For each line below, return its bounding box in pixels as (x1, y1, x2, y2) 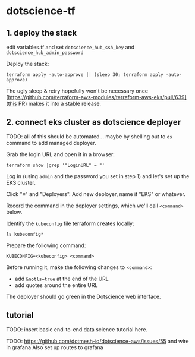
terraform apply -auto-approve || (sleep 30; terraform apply (6, 72, 163, 78)
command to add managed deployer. (6, 139, 96, 146)
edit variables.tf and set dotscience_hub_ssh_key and (6, 43, 135, 50)
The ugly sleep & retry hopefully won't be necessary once (6, 87, 149, 94)
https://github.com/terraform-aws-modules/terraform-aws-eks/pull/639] (8, 94, 187, 100)
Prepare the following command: (6, 242, 86, 249)
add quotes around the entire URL (14, 281, 98, 289)
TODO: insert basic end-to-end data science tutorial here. (6, 326, 147, 333)
